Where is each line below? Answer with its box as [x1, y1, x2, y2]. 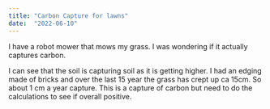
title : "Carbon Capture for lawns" [8, 11, 129, 20]
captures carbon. [8, 50, 66, 60]
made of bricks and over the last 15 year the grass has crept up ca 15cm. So [8, 74, 262, 84]
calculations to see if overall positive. [8, 91, 132, 101]
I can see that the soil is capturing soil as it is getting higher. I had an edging [8, 65, 262, 75]
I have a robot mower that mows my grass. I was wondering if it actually [8, 41, 249, 51]
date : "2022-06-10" [8, 19, 79, 27]
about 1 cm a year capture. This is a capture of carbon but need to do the [8, 82, 253, 93]
